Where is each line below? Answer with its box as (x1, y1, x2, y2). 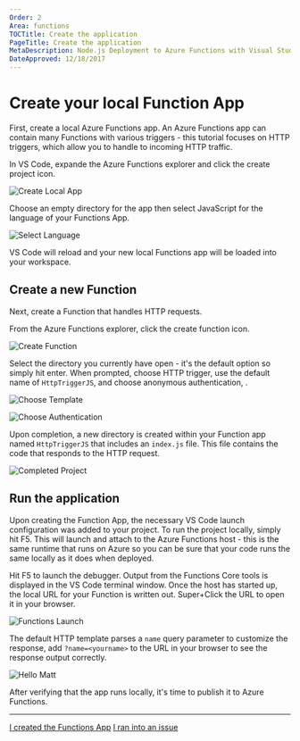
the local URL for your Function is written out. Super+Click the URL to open (9, 588, 285, 599)
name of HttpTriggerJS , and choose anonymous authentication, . (9, 377, 248, 387)
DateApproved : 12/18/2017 (9, 54, 105, 63)
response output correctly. (9, 652, 107, 662)
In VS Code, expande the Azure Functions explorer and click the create (9, 158, 271, 170)
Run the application (9, 491, 121, 506)
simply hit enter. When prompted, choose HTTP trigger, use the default (9, 367, 271, 378)
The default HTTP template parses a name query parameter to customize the (9, 633, 288, 644)
